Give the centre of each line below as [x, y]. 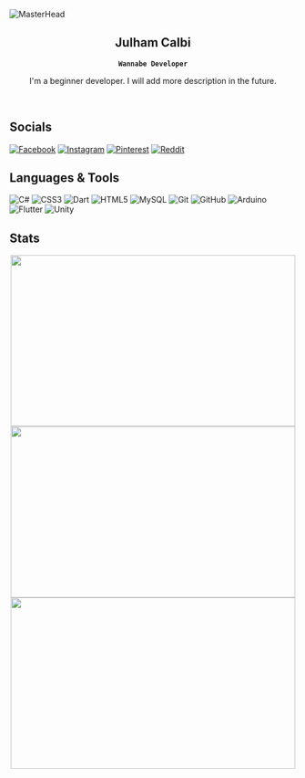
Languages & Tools [65, 178]
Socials [31, 127]
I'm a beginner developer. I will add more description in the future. [153, 80]
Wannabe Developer [153, 64]
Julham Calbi [153, 42]
